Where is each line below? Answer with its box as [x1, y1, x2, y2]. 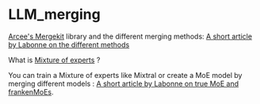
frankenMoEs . [8, 87, 54, 96]
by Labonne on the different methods [8, 39, 130, 49]
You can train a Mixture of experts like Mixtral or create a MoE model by [8, 70, 243, 80]
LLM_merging [8, 6, 101, 24]
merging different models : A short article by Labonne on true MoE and [8, 79, 239, 88]
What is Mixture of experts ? [8, 55, 101, 65]
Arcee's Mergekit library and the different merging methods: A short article [8, 32, 252, 41]
